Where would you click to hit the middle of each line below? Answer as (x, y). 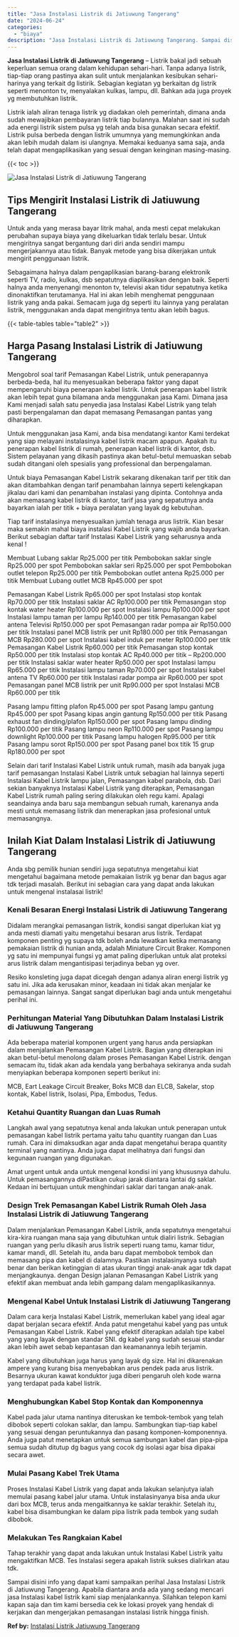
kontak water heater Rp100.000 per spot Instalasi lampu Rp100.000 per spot (118, 609)
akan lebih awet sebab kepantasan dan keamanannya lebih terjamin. (107, 1347)
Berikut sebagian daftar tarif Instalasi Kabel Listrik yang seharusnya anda (115, 536)
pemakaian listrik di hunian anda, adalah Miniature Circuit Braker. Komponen (119, 948)
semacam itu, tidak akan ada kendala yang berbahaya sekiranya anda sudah (119, 1065)
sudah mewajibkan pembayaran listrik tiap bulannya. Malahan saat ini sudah (118, 120)
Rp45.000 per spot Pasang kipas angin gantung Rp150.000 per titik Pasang (117, 714)
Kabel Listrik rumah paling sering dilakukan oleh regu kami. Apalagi (106, 795)
